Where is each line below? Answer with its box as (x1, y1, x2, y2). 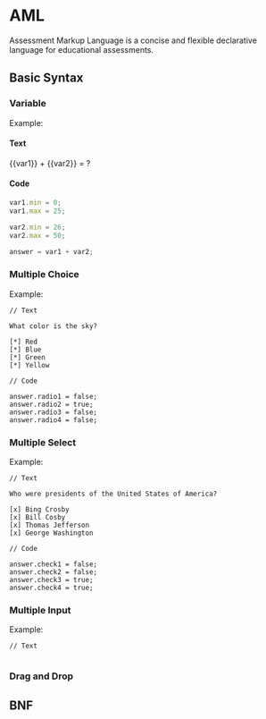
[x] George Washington (9, 529, 94, 537)
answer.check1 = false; (9, 560, 98, 569)
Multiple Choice (9, 268, 80, 281)
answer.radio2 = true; (9, 400, 94, 409)
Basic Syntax (9, 71, 84, 86)
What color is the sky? (9, 321, 98, 331)
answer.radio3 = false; (9, 408, 98, 417)
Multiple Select (9, 436, 77, 448)
